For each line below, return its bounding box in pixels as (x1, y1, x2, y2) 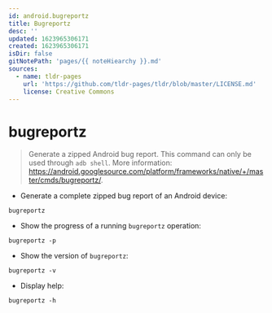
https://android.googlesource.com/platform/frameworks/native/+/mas (28, 167, 264, 176)
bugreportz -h (8, 297, 57, 305)
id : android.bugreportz (8, 11, 90, 20)
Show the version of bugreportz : (20, 251, 129, 261)
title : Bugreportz (8, 20, 71, 28)
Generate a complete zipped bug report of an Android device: (20, 191, 228, 201)
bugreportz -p (8, 237, 57, 245)
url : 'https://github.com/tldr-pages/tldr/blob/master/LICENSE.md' (23, 80, 257, 88)
